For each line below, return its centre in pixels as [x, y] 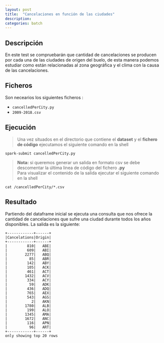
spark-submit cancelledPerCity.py [40, 153]
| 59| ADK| [28, 284]
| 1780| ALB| [28, 306]
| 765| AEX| [28, 293]
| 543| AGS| [28, 297]
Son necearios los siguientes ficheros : [44, 97]
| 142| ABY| [28, 263]
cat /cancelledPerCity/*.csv [35, 187]
